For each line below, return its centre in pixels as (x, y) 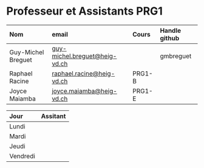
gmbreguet (176, 56)
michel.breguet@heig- (84, 56)
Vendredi (22, 156)
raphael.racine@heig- (83, 73)
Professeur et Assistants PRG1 (84, 11)
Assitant (53, 116)
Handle (171, 30)
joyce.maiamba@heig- (84, 91)
